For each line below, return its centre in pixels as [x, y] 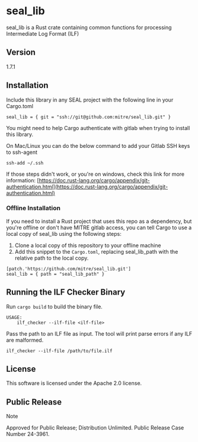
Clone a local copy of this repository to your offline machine [88, 245]
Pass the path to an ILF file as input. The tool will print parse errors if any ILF [99, 333]
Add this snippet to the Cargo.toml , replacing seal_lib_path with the [96, 251]
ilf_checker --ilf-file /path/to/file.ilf [59, 351]
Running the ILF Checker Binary [66, 292]
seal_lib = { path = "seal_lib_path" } [55, 274]
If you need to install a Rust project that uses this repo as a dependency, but [99, 221]
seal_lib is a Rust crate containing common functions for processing [89, 27]
